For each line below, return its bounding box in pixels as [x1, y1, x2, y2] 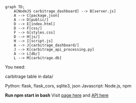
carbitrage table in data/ [5, 73, 53, 79]
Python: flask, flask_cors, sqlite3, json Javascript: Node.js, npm [5, 83, 132, 88]
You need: [5, 64, 26, 70]
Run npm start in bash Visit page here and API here [5, 92, 109, 98]
